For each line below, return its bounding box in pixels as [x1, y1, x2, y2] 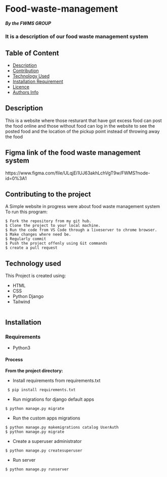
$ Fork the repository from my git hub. [5, 219, 92, 224]
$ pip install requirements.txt [7, 387, 76, 393]
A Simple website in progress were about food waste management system [5, 203, 160, 210]
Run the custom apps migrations [12, 415, 80, 421]
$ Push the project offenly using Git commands [5, 241, 108, 246]
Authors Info [12, 89, 39, 95]
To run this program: [5, 209, 48, 215]
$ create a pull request [5, 245, 58, 251]
